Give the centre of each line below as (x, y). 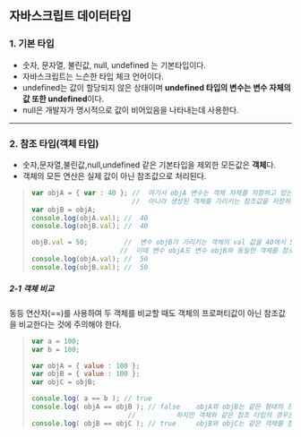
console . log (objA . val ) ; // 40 (90, 218)
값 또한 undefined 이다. (63, 99)
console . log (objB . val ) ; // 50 (90, 267)
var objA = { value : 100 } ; (86, 365)
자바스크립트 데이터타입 (70, 16)
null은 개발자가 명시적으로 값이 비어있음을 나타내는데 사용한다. (130, 109)
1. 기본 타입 (32, 44)
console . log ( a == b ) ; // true (91, 398)
